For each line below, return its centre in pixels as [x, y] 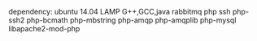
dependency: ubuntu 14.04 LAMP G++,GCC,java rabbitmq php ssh [120, 12]
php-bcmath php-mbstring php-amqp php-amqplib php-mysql [131, 20]
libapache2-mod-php [44, 29]
